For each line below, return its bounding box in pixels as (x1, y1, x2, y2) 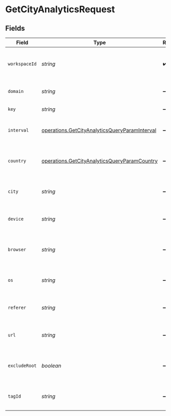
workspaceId (8, 61, 37, 67)
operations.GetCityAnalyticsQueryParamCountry (41, 157, 158, 164)
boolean (41, 362, 62, 369)
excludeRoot (8, 363, 37, 369)
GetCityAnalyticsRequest (5, 4, 116, 15)
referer (8, 305, 26, 310)
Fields (5, 24, 25, 33)
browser (8, 247, 26, 252)
